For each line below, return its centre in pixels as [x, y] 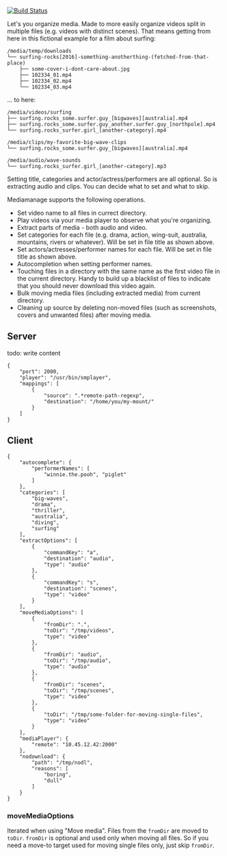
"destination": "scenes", [80, 588]
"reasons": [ [50, 768]
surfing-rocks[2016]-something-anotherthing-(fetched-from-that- [115, 57]
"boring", [57, 774]
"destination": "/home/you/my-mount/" [99, 401]
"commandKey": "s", [71, 582]
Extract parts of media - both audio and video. [82, 227]
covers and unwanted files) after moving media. [84, 315]
